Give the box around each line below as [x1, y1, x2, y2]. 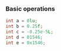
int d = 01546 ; [5, 34, 43, 40]
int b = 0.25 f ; [5, 23, 43, 29]
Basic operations [5, 5, 56, 13]
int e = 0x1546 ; [5, 40, 46, 46]
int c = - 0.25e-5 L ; [5, 29, 54, 35]
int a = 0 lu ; [5, 18, 38, 24]
